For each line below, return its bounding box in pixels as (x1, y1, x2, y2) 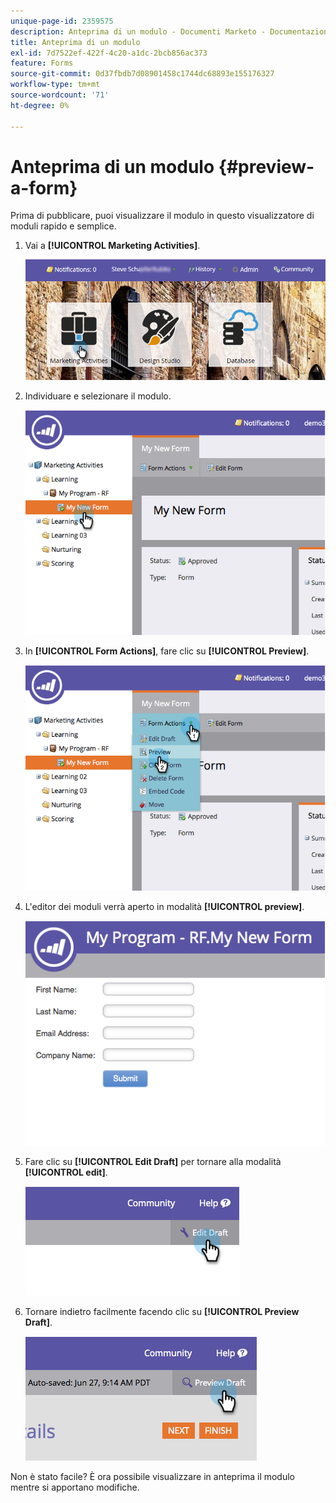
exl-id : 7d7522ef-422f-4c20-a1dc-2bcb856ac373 (10, 48, 208, 58)
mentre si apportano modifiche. (10, 1481, 140, 1493)
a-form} (10, 176, 78, 199)
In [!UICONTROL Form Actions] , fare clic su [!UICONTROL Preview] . (24, 645, 310, 657)
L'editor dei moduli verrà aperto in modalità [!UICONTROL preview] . (24, 900, 305, 912)
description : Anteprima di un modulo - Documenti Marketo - (10, 26, 267, 37)
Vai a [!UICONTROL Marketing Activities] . (24, 240, 201, 252)
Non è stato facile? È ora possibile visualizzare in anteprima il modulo (10, 1470, 296, 1482)
